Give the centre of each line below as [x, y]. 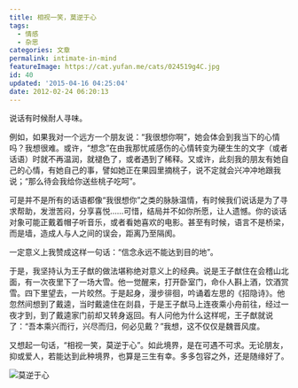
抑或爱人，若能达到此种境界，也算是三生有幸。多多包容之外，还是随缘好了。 [149, 356]
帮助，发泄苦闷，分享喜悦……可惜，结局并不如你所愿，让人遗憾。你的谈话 [152, 211]
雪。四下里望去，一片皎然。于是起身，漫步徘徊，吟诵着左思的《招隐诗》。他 [147, 292]
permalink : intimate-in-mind [63, 58]
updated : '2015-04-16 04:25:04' [69, 83]
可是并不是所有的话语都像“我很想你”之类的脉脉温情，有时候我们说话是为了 [145, 199]
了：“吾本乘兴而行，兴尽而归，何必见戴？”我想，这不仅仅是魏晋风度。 [137, 326]
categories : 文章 [40, 50]
